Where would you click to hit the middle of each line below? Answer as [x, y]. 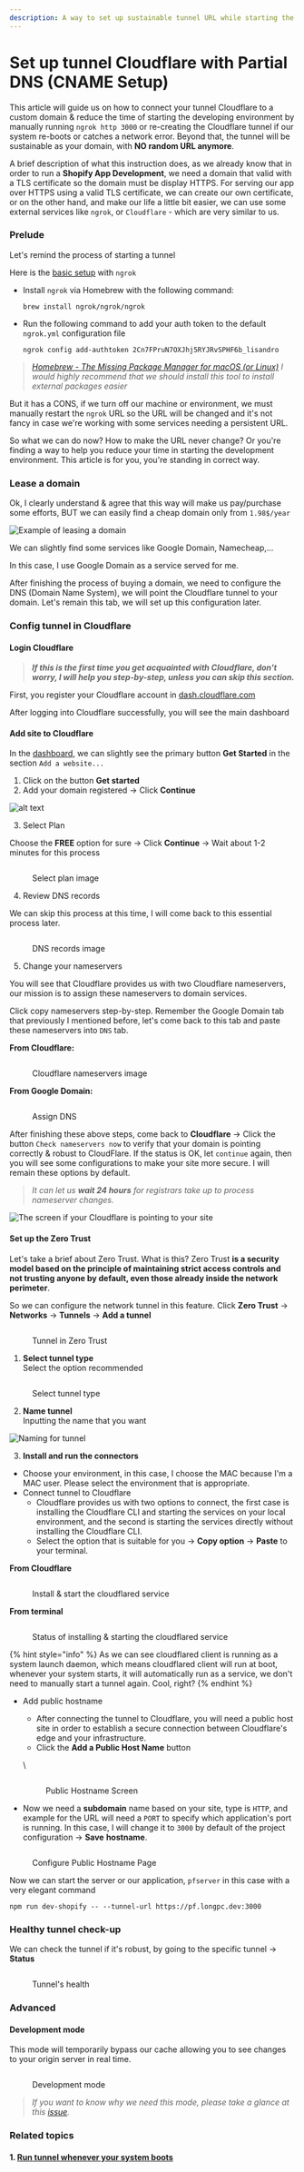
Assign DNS [54, 1117]
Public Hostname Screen [92, 1791]
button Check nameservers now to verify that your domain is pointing [135, 1144]
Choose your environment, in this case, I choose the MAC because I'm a [157, 1473]
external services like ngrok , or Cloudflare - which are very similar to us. [144, 212]
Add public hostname [62, 1701]
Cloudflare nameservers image [90, 1073]
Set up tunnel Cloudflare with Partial [149, 62]
